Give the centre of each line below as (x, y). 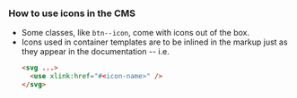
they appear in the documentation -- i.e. (95, 52)
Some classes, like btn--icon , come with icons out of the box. (135, 33)
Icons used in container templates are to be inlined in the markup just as (154, 42)
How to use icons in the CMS (72, 13)
